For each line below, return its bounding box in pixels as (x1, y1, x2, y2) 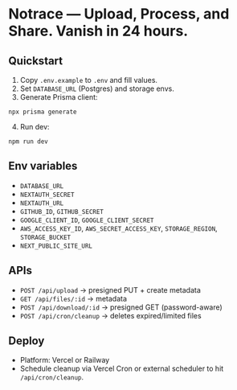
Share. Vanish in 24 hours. (8, 22, 189, 40)
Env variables (8, 159, 78, 173)
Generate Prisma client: (19, 92, 98, 101)
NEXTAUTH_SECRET (19, 191, 75, 199)
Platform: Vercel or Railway (19, 355, 110, 365)
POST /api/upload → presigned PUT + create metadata (19, 285, 201, 294)
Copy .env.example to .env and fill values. (19, 76, 158, 84)
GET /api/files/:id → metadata (19, 294, 127, 303)
